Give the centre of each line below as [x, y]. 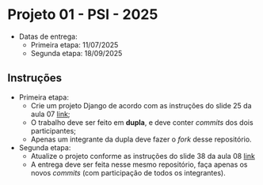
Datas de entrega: [48, 36]
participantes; [53, 130]
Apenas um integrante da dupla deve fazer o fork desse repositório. [141, 139]
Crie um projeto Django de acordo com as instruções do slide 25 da [141, 105]
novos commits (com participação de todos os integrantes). [128, 172]
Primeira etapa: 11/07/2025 [74, 44]
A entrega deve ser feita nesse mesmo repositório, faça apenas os [139, 164]
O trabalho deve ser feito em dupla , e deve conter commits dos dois [142, 122]
